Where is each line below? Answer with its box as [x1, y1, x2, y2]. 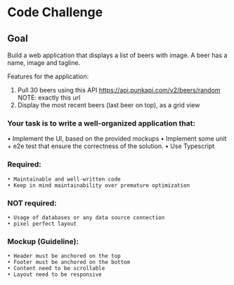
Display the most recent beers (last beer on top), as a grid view [17, 101, 200, 109]
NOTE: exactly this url [17, 93, 81, 102]
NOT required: [7, 198, 58, 208]
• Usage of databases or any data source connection [7, 214, 165, 221]
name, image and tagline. [7, 59, 81, 67]
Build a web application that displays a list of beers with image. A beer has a [7, 51, 228, 59]
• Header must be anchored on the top [7, 253, 121, 260]
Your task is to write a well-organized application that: [7, 118, 195, 128]
